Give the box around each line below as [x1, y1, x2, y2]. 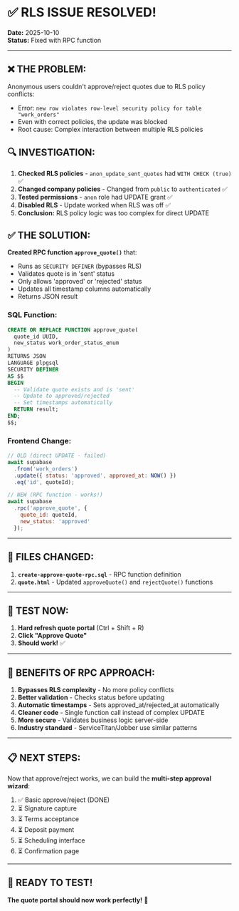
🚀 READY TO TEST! [7, 877, 93, 889]
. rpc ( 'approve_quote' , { [14, 505, 87, 512]
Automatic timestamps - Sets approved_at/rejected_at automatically [17, 701, 220, 709]
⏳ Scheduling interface [17, 835, 85, 845]
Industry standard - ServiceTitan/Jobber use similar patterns [17, 724, 198, 732]
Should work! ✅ [17, 639, 65, 647]
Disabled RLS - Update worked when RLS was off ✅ [17, 200, 171, 209]
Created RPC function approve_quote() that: [7, 248, 137, 257]
